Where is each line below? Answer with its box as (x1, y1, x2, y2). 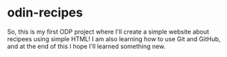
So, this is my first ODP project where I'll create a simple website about (7, 27, 210, 36)
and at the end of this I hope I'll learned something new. (7, 42, 166, 50)
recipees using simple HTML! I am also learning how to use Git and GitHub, (7, 34, 221, 43)
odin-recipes (7, 5, 83, 21)
